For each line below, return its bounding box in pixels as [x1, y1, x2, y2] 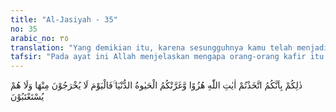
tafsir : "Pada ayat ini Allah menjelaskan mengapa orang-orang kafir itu [10, 52, 325, 62]
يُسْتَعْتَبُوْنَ [10, 91, 45, 103]
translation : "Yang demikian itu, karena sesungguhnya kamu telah [10, 42, 293, 53]
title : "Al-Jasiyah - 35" [10, 14, 118, 25]
